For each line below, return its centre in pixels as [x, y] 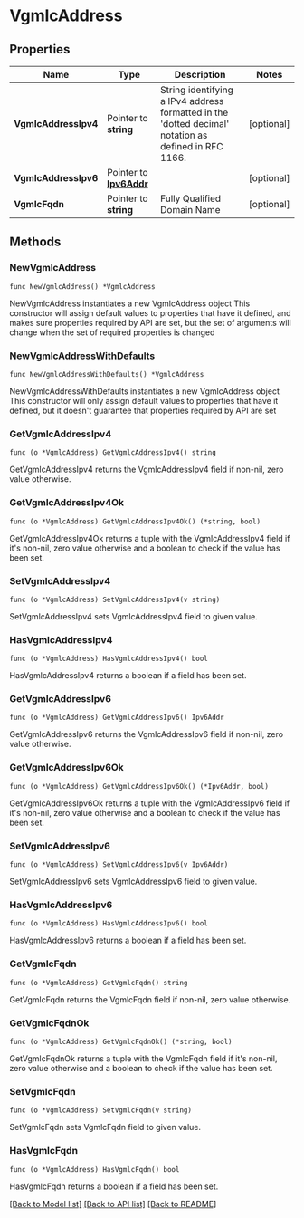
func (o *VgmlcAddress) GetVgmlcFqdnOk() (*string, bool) [121, 1041]
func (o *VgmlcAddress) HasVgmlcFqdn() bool [95, 1169]
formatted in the [194, 112]
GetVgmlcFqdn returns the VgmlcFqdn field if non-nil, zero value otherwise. [150, 999]
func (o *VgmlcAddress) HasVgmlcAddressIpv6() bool [109, 924]
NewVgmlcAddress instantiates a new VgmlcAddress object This [130, 303]
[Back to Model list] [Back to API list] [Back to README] [113, 1204]
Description [200, 75]
